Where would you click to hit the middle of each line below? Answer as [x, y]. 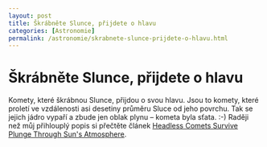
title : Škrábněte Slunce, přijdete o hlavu [82, 23]
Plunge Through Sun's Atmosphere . [68, 134]
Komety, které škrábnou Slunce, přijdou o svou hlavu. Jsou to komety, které [133, 100]
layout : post [30, 16]
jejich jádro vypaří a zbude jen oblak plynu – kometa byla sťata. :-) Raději [129, 117]
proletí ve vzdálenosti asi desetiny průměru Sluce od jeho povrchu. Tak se [131, 108]
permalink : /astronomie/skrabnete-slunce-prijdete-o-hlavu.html [118, 38]
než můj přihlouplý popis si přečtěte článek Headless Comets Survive [123, 126]
